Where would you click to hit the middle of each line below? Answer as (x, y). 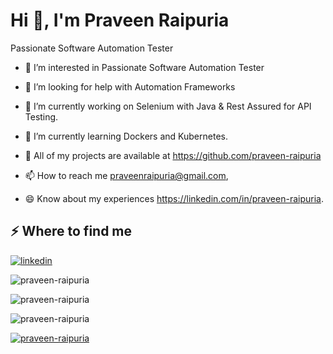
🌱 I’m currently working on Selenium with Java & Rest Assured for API (168, 106)
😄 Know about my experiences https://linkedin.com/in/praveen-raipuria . (174, 198)
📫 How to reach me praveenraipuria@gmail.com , (126, 175)
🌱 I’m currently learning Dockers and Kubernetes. (126, 136)
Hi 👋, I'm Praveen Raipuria (120, 20)
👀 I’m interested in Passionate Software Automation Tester (144, 67)
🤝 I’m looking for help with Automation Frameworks (130, 86)
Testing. (41, 116)
